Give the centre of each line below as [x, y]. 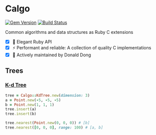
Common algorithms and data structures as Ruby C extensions [69, 32]
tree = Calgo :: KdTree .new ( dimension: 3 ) [48, 95]
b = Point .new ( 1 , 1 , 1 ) [30, 105]
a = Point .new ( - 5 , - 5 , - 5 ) [33, 100]
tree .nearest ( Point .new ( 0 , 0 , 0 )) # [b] [48, 123]
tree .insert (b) [21, 114]
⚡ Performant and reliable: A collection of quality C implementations [82, 48]
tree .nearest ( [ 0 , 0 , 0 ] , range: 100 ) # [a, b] [54, 128]
